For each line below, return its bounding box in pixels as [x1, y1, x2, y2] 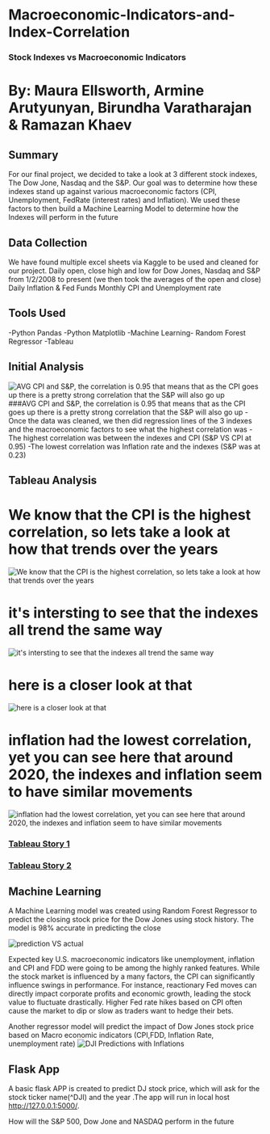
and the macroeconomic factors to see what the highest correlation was [8, 424, 247, 434]
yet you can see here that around [8, 748, 234, 766]
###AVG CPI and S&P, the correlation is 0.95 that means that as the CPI [8, 398, 246, 408]
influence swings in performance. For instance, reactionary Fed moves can [8, 980, 257, 990]
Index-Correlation [8, 23, 131, 41]
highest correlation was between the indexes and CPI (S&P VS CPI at [23, 432, 252, 442]
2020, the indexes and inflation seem [8, 765, 263, 783]
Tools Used [8, 306, 66, 320]
